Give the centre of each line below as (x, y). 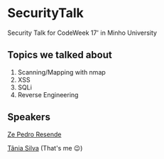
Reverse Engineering (48, 94)
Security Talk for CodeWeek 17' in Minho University (82, 33)
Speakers (29, 117)
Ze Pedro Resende (34, 134)
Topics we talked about (60, 55)
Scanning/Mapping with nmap (62, 72)
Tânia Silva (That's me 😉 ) (45, 148)
